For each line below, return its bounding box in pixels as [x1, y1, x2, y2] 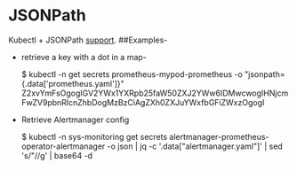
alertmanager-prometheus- [169, 131, 269, 142]
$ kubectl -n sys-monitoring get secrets [20, 131, 168, 142]
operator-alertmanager [20, 141, 106, 151]
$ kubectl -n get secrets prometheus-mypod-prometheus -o [20, 68, 244, 80]
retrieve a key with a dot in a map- [20, 51, 148, 62]
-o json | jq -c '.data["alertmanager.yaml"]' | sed [107, 141, 284, 151]
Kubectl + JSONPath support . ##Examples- [8, 35, 168, 45]
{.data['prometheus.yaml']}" [20, 78, 125, 89]
